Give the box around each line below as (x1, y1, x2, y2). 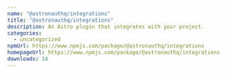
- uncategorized (13, 36, 61, 43)
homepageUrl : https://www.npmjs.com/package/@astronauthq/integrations (7, 49, 220, 56)
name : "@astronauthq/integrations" (7, 10, 111, 17)
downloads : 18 (7, 56, 49, 63)
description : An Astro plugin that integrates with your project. (7, 23, 205, 30)
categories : (7, 29, 42, 37)
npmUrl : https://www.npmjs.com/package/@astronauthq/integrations (7, 42, 205, 49)
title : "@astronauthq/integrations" (7, 17, 114, 24)
